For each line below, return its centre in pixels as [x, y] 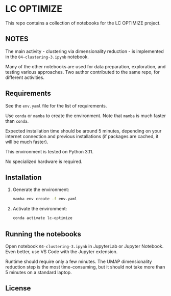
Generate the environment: [41, 190]
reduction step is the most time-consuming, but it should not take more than [85, 267]
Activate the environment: [40, 209]
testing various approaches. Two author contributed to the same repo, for [82, 72]
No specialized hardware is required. [44, 162]
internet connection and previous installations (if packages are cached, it [82, 136]
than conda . [17, 121]
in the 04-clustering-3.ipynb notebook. [47, 57]
